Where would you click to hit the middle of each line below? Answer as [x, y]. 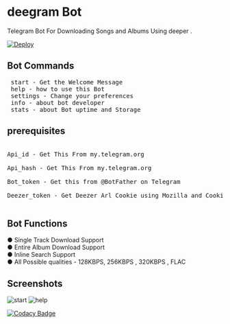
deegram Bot [44, 12]
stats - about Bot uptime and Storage [76, 109]
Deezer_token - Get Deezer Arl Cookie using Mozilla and [105, 195]
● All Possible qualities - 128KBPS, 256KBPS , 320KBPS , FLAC [97, 262]
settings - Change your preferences [72, 96]
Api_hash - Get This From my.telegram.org [79, 168]
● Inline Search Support [41, 255]
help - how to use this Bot [57, 89]
